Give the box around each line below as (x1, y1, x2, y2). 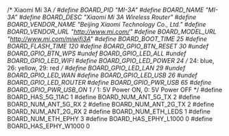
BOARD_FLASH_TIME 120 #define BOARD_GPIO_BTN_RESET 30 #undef (7, 42, 209, 50)
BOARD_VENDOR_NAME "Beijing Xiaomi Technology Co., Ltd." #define (7, 21, 206, 28)
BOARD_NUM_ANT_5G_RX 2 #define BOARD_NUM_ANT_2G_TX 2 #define (7, 100, 215, 108)
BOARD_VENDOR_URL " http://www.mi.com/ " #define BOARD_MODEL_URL (7, 27, 217, 36)
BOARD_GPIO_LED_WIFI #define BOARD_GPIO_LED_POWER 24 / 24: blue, (7, 57, 215, 64)
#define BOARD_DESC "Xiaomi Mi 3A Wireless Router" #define (19, 13, 197, 21)
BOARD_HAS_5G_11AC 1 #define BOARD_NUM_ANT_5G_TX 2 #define (7, 93, 201, 101)
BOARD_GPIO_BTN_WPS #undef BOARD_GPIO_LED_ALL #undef (7, 49, 186, 57)
